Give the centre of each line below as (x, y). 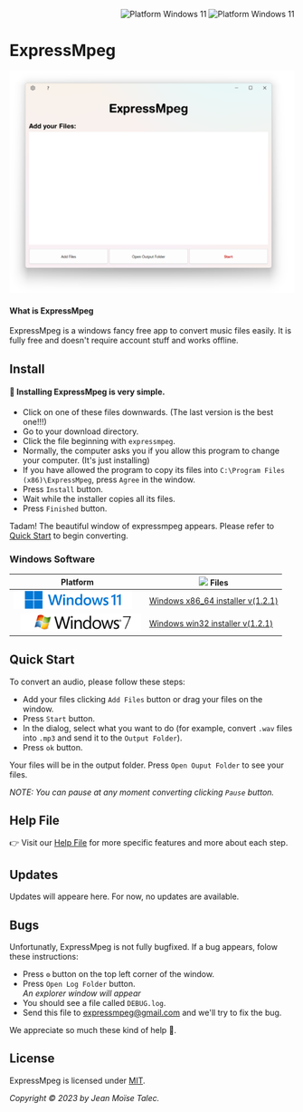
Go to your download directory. (80, 431)
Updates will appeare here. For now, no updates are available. (124, 896)
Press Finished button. (65, 508)
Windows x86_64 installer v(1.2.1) (213, 601)
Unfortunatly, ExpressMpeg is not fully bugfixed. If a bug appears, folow (144, 947)
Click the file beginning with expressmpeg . (99, 441)
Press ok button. (52, 747)
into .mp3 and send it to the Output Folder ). (102, 738)
